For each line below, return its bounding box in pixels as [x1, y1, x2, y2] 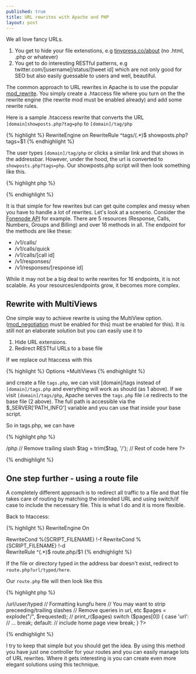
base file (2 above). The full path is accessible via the [6, 398, 135, 405]
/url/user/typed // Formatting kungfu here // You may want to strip [6, 600, 166, 607]
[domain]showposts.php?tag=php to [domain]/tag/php [6, 120, 132, 127]
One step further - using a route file [6, 473, 139, 483]
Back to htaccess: [6, 513, 50, 520]
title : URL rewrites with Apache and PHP [6, 14, 109, 20]
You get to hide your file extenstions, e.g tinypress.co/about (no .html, [14, 47, 184, 54]
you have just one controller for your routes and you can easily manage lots [6, 649, 190, 655]
